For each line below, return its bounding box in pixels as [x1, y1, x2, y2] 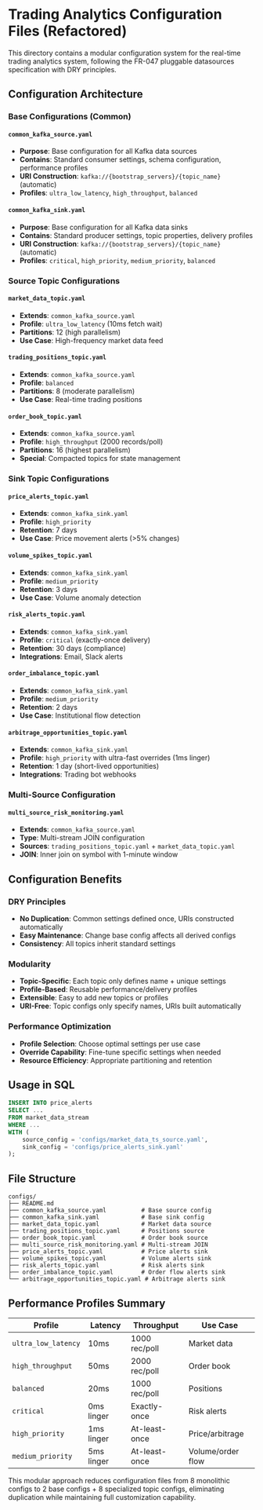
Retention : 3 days [19, 584, 78, 594]
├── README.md [8, 1200, 55, 1208]
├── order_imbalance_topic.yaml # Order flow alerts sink [8, 1268, 225, 1277]
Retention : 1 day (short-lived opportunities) [19, 762, 160, 771]
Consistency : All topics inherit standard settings [19, 938, 176, 948]
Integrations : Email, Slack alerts [19, 652, 124, 661]
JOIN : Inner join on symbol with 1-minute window [19, 850, 178, 859]
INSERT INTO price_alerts [8, 1099, 92, 1107]
